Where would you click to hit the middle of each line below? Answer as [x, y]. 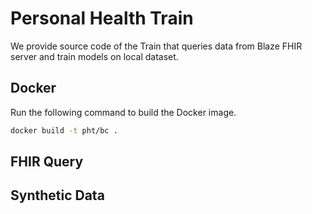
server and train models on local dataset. [94, 56]
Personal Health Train [102, 18]
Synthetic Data [57, 195]
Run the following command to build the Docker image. [123, 112]
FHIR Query [47, 162]
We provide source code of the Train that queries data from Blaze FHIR [156, 46]
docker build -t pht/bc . [64, 130]
